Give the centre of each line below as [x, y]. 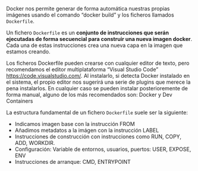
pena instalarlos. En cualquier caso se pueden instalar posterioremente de [97, 88]
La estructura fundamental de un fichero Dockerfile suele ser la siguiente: [97, 113]
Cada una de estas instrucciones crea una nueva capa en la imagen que [95, 45]
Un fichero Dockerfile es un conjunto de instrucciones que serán [88, 33]
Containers [20, 101]
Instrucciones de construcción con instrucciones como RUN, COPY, [98, 137]
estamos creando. [28, 52]
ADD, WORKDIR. [35, 143]
